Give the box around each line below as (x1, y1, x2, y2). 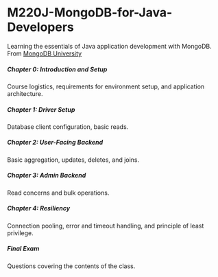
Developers (7, 19, 74, 35)
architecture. (7, 89, 43, 97)
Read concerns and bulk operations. (7, 189, 110, 197)
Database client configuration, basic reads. (7, 122, 129, 131)
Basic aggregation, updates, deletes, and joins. (7, 156, 140, 164)
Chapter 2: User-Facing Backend (7, 138, 104, 147)
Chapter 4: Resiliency (7, 204, 71, 213)
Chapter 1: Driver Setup (7, 105, 75, 114)
